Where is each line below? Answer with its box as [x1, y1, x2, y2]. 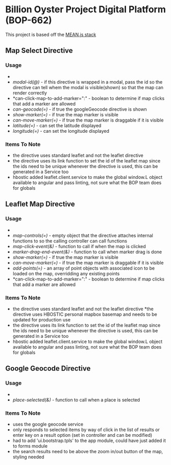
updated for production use [12, 316, 70, 322]
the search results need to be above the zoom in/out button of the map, [12, 448, 163, 454]
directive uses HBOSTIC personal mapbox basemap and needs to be [12, 311, 157, 317]
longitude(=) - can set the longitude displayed [12, 128, 110, 134]
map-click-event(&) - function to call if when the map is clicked [12, 243, 146, 249]
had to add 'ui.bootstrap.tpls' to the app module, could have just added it [12, 437, 166, 443]
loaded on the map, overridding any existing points [12, 270, 120, 276]
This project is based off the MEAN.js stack [5, 31, 96, 37]
